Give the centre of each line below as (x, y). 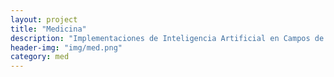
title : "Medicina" (48, 29)
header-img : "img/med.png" (66, 47)
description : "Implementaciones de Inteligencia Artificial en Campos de (167, 38)
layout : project (44, 19)
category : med (40, 57)
